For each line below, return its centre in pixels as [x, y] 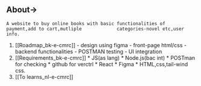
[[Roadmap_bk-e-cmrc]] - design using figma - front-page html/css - [101, 45]
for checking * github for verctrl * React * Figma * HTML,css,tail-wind [101, 64]
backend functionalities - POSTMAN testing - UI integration [88, 51]
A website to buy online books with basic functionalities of [86, 23]
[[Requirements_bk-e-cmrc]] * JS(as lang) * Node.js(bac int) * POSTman [105, 58]
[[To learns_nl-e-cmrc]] [44, 76]
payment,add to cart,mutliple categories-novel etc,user [95, 29]
